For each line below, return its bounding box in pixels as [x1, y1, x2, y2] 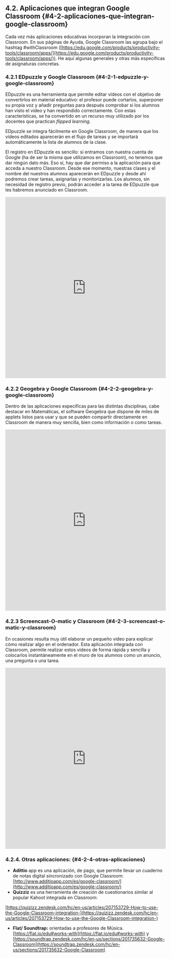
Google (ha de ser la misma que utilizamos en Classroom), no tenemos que [5, 154, 163, 161]
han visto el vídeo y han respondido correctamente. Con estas [5, 108, 136, 114]
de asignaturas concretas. [5, 61, 60, 67]
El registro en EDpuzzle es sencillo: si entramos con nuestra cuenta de [5, 149, 153, 155]
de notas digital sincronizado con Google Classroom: [12, 873, 124, 879]
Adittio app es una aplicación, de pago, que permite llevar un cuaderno [12, 867, 163, 873]
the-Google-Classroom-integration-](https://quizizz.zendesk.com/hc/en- [5, 910, 159, 916]
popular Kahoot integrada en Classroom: [12, 894, 98, 900]
